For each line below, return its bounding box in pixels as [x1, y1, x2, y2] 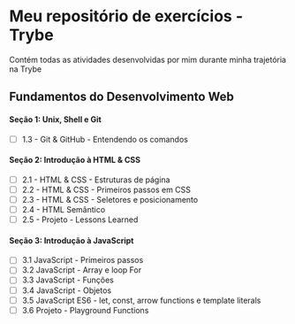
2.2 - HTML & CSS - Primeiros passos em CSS [21, 184, 192, 195]
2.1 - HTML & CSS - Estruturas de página [21, 174, 170, 185]
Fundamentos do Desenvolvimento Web [9, 89, 234, 104]
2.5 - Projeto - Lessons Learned [21, 214, 139, 225]
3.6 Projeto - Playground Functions [21, 305, 149, 315]
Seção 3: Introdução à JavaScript [9, 235, 134, 245]
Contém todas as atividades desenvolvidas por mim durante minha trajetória [9, 54, 287, 65]
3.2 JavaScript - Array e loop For [21, 265, 142, 275]
